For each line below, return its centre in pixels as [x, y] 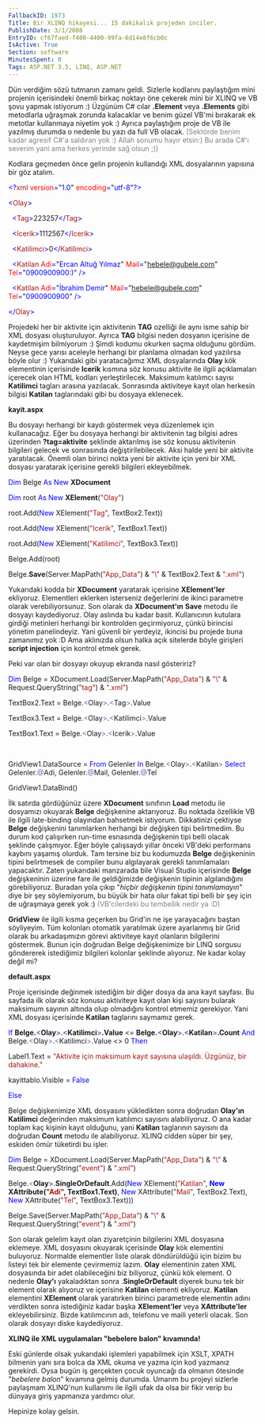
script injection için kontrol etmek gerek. [75, 648]
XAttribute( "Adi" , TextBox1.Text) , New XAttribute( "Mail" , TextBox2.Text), [128, 1191]
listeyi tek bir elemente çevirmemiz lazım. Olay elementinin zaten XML [122, 1264]
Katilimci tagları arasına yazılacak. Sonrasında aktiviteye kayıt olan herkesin [132, 385]
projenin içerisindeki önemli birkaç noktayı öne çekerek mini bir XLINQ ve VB [133, 98]
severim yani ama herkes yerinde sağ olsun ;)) [83, 148]
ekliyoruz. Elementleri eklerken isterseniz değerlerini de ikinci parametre [126, 597]
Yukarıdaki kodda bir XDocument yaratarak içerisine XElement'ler [117, 589]
